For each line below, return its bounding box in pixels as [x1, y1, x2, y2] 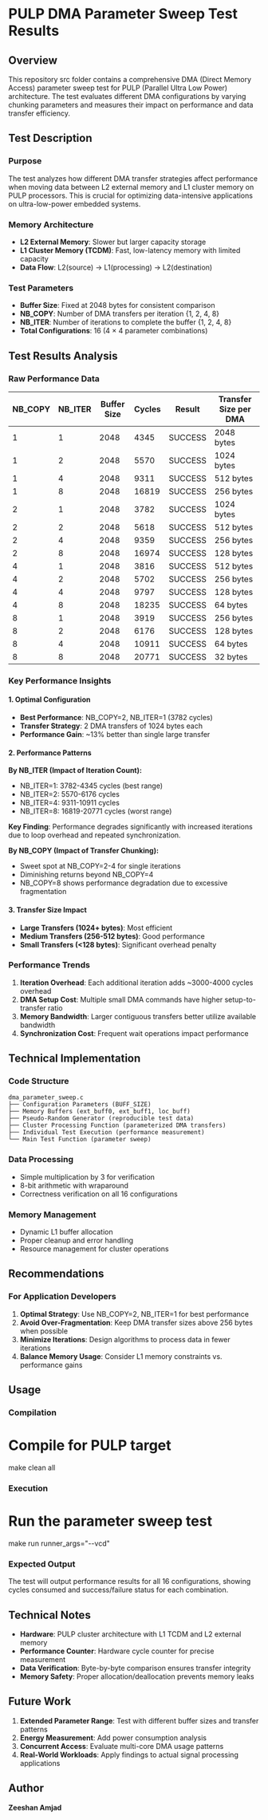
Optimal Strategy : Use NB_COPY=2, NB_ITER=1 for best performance [19, 1309, 250, 1318]
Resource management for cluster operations [19, 1244, 169, 1254]
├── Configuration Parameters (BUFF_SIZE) [8, 1101, 152, 1109]
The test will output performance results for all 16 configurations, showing [8, 1577, 251, 1586]
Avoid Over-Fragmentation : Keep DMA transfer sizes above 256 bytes [19, 1318, 254, 1327]
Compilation [8, 1407, 57, 1418]
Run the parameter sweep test [8, 1512, 213, 1530]
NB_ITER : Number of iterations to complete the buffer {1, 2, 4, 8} [19, 317, 232, 327]
